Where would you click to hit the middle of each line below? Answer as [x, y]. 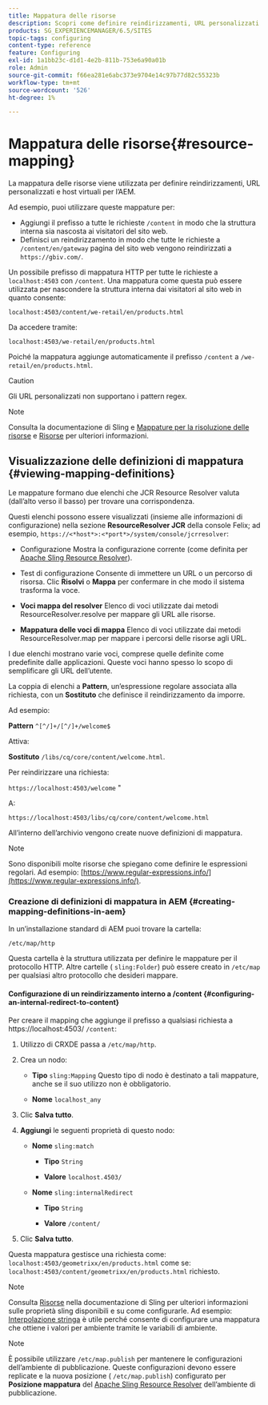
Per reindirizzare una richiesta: [59, 772]
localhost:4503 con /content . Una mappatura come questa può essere [125, 281]
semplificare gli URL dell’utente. [60, 670]
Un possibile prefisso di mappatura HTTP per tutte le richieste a [113, 272]
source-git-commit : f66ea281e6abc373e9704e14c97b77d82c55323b [114, 75]
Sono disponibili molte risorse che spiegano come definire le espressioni [128, 864]
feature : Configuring [44, 53]
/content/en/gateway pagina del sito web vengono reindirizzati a [126, 248]
